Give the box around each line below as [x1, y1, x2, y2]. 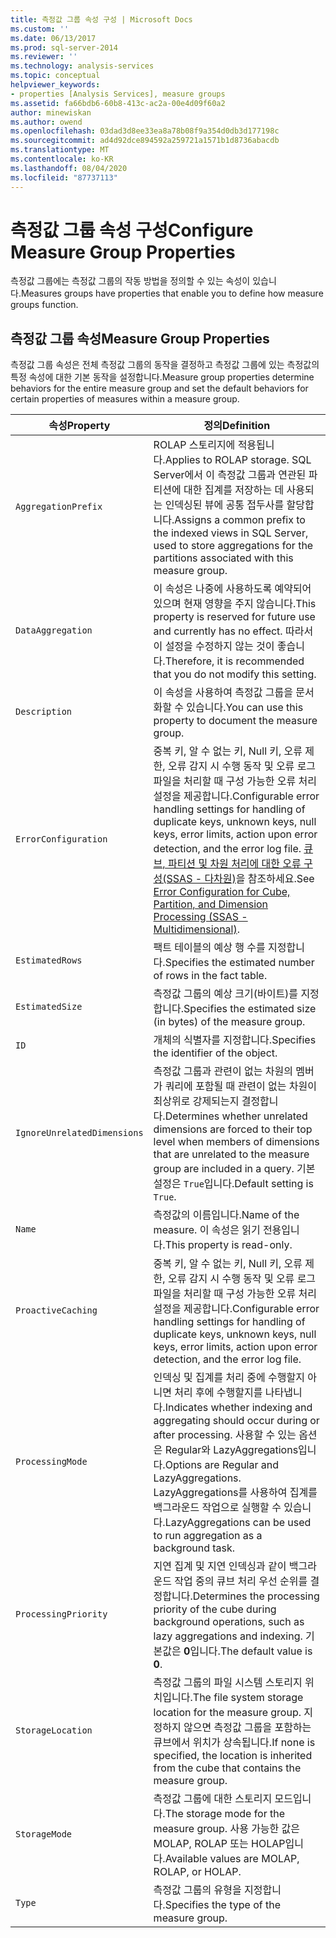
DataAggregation [15, 625, 93, 636]
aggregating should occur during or [153, 1414, 320, 1428]
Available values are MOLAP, [164, 1852, 300, 1866]
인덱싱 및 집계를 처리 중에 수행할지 [153, 1371, 305, 1385]
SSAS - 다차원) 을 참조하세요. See [166, 872, 315, 886]
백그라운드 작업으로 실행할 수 [153, 1501, 282, 1515]
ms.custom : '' [10, 24, 70, 34]
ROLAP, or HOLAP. [153, 1865, 242, 1879]
